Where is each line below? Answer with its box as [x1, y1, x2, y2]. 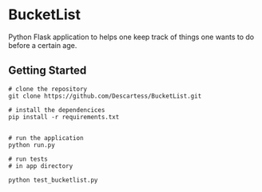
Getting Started [8, 64, 87, 78]
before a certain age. [8, 40, 77, 50]
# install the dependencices [8, 106, 105, 114]
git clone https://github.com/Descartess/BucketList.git [8, 92, 202, 100]
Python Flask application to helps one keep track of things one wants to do [8, 32, 254, 42]
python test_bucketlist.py [8, 176, 98, 184]
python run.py [8, 141, 56, 149]
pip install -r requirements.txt [8, 113, 120, 121]
